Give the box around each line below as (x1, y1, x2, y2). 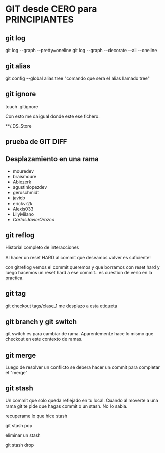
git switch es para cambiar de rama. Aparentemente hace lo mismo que (5, 331, 154, 337)
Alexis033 (12, 206, 34, 212)
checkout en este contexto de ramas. (5, 336, 83, 342)
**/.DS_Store (5, 123, 32, 129)
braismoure (12, 173, 37, 179)
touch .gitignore (5, 103, 38, 109)
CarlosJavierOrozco (12, 216, 55, 222)
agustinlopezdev (12, 184, 47, 190)
